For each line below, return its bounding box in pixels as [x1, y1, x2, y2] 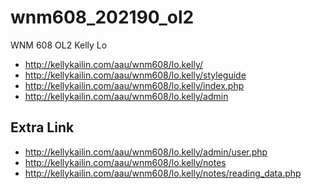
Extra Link [10, 119, 75, 136]
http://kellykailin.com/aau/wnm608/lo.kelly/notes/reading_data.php [24, 167, 302, 179]
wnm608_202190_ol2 [10, 6, 195, 29]
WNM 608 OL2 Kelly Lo [10, 39, 108, 51]
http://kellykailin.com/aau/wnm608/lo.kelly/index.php [24, 79, 245, 91]
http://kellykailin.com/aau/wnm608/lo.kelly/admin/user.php [24, 146, 268, 158]
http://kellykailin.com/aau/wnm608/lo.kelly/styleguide [24, 69, 247, 81]
